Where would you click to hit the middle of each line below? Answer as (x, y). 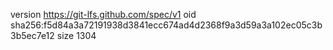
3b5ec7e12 (32, 35)
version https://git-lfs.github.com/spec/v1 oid (103, 14)
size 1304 (76, 35)
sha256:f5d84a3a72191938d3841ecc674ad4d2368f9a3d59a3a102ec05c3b (166, 25)
